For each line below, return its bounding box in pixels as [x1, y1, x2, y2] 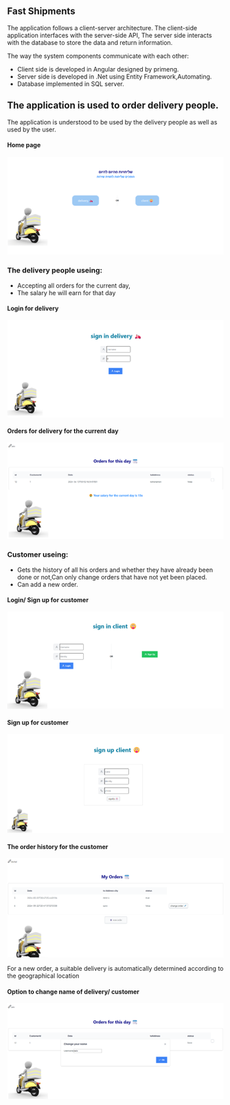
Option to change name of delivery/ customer [7, 987, 139, 996]
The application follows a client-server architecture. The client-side [7, 23, 198, 32]
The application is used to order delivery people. [7, 100, 219, 111]
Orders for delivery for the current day [7, 427, 119, 435]
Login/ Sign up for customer [7, 596, 89, 604]
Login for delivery [7, 304, 59, 312]
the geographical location [7, 972, 80, 980]
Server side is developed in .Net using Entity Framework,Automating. [16, 72, 212, 81]
